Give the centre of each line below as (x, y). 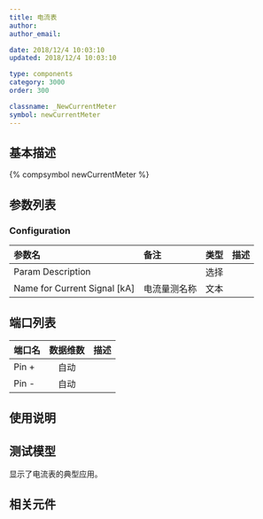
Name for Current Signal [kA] (74, 288)
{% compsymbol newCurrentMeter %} (79, 174)
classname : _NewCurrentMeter (63, 106)
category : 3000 (37, 82)
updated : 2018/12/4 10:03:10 (63, 58)
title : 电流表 (33, 17)
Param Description (52, 271)
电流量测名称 (170, 289)
